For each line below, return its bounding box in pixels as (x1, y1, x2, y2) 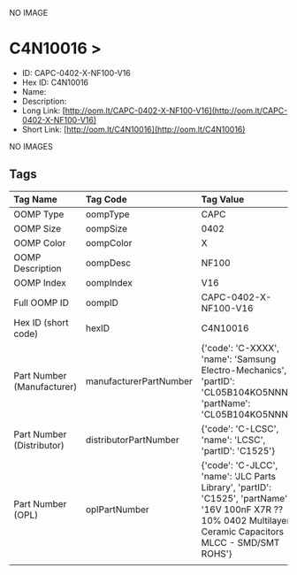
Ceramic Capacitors (201, 525, 285, 538)
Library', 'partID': (201, 481, 272, 494)
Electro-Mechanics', (201, 364, 287, 376)
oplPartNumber (85, 503, 150, 516)
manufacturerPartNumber (85, 375, 193, 387)
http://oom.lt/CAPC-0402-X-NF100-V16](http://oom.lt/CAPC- (65, 105, 288, 116)
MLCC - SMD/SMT (201, 536, 280, 548)
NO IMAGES (9, 141, 53, 151)
